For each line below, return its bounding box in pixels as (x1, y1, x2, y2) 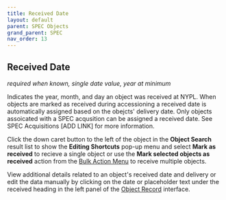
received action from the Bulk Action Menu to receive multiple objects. (7, 157, 207, 165)
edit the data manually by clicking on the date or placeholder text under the (7, 177, 219, 186)
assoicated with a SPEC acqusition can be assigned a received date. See (7, 114, 213, 122)
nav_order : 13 (7, 36, 48, 43)
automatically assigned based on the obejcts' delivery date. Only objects (7, 107, 212, 115)
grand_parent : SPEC (7, 29, 63, 36)
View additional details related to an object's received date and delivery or (7, 170, 216, 179)
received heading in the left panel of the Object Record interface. (7, 185, 190, 193)
